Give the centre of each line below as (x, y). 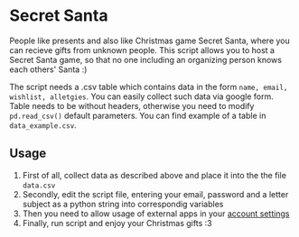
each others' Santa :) (48, 69)
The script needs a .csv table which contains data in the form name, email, (149, 87)
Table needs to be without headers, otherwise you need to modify (132, 105)
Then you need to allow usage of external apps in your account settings (156, 214)
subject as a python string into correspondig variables (123, 204)
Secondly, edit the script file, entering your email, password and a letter (155, 194)
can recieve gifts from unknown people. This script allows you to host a (142, 50)
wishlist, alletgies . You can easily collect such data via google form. (141, 96)
